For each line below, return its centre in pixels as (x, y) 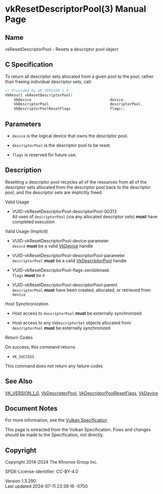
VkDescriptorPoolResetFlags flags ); (70, 109)
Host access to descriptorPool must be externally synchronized (77, 313)
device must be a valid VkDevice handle (52, 246)
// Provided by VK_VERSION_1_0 (37, 91)
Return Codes (19, 337)
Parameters (23, 124)
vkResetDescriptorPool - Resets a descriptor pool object (62, 49)
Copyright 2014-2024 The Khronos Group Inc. (51, 462)
